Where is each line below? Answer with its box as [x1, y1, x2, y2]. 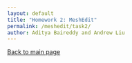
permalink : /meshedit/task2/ [7, 23, 91, 29]
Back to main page [7, 48, 61, 56]
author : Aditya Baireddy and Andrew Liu [7, 29, 126, 36]
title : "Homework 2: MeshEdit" [7, 16, 97, 23]
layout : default [7, 10, 54, 17]
